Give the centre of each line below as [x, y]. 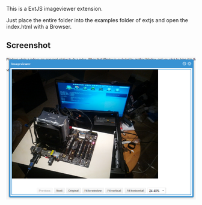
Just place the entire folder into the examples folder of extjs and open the [97, 20]
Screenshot [29, 45]
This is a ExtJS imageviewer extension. [55, 9]
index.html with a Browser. [39, 27]
